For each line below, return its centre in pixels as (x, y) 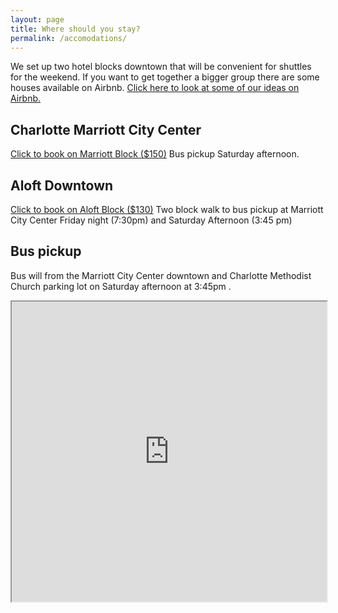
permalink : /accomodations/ (69, 38)
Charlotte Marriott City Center (106, 129)
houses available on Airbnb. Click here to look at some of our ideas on (155, 88)
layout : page (37, 19)
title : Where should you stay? (75, 29)
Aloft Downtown (62, 185)
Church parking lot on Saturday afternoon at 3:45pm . (121, 286)
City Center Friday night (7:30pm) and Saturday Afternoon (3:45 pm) (151, 220)
